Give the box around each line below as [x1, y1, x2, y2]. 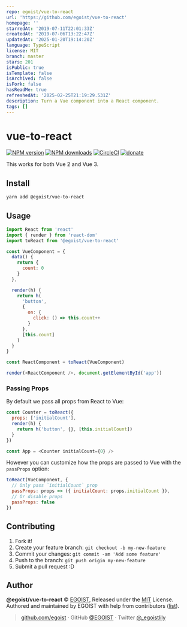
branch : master [6, 53, 44, 59]
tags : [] [6, 103, 28, 110]
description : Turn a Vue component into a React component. [6, 98, 160, 104]
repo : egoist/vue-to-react [6, 8, 74, 15]
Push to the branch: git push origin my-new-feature [14, 556, 146, 563]
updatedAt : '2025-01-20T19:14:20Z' [6, 37, 95, 43]
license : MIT [6, 48, 39, 54]
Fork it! [14, 537, 33, 544]
